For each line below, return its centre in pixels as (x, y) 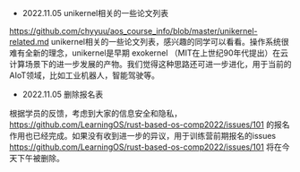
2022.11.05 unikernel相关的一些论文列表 (95, 13)
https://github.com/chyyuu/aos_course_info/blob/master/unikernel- (133, 31)
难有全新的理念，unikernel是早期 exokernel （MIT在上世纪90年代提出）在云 (149, 53)
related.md (29, 42)
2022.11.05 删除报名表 (63, 94)
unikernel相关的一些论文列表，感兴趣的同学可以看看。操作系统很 (170, 42)
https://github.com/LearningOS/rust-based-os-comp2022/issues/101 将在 (146, 147)
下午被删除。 (40, 158)
